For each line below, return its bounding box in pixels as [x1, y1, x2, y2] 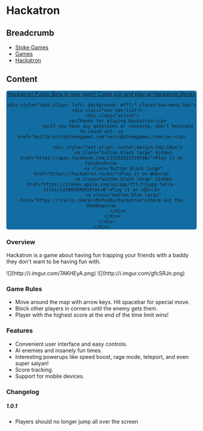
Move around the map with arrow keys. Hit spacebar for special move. [14, 298, 190, 306]
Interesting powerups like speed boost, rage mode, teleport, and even [14, 353, 189, 360]
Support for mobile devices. [14, 372, 85, 380]
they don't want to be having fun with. [6, 258, 101, 265]
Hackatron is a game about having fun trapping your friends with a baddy [6, 252, 189, 259]
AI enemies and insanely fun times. [14, 346, 103, 354]
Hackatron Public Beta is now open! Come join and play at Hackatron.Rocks [7, 90, 196, 97]
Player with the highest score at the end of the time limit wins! [14, 311, 169, 318]
